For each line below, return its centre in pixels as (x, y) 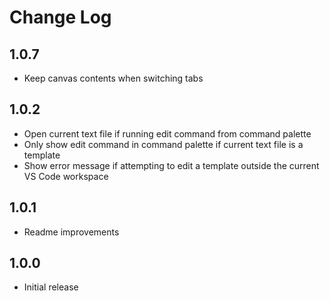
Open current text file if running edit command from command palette (167, 133)
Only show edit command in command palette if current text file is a (163, 144)
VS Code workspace (66, 176)
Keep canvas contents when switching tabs (113, 78)
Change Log (60, 17)
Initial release (51, 287)
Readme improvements (71, 232)
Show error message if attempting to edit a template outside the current (171, 165)
